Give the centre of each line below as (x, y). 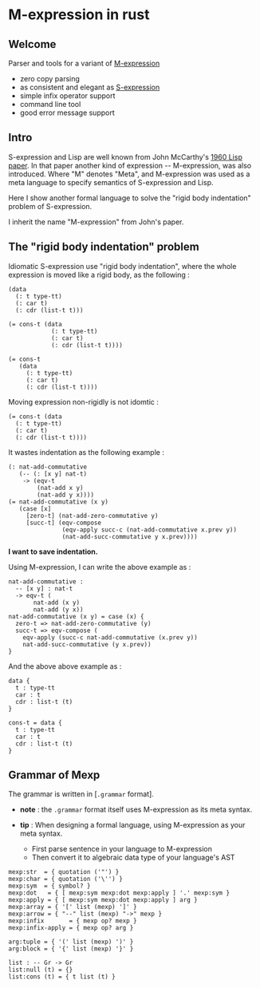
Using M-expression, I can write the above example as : (100, 567)
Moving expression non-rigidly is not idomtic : (84, 401)
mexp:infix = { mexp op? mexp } (73, 921)
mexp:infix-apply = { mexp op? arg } (71, 928)
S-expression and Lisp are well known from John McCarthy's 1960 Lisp (126, 156)
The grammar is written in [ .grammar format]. (81, 794)
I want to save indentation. (53, 551)
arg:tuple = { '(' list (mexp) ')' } (71, 942)
